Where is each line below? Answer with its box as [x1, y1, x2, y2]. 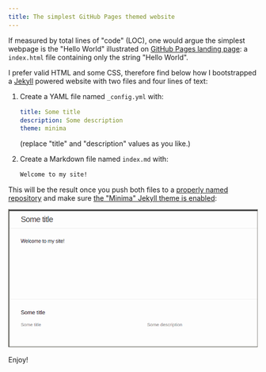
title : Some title [19, 108, 81, 116]
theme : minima [19, 125, 66, 132]
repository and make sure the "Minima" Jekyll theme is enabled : [8, 194, 218, 203]
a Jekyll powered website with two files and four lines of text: [8, 76, 208, 86]
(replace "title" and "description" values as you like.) [19, 139, 192, 148]
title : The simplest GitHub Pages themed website [8, 13, 176, 21]
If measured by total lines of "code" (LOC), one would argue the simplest [8, 36, 245, 45]
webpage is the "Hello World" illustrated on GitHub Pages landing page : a [8, 44, 248, 53]
